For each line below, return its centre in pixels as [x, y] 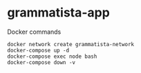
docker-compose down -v [41, 62]
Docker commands [34, 32]
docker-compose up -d [38, 50]
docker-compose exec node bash [52, 56]
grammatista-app [59, 13]
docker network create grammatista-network [71, 44]
